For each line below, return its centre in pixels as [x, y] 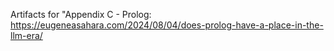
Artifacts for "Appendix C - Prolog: [81, 14]
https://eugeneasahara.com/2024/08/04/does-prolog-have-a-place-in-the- [167, 25]
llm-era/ [26, 35]
